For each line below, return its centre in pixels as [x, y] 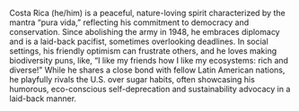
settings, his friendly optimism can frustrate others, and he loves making [143, 51]
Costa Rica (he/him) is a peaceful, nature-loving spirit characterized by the [147, 13]
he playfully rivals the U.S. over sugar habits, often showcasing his [132, 79]
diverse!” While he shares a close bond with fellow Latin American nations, [147, 70]
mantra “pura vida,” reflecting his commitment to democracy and [129, 22]
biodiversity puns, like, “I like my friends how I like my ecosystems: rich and [149, 60]
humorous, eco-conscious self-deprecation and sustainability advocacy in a [150, 89]
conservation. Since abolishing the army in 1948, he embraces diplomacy [145, 32]
